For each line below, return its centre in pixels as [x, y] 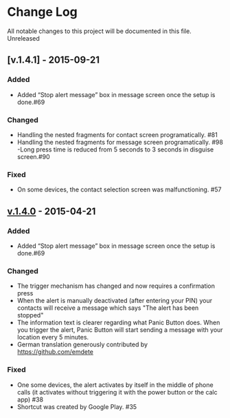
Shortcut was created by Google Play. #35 [77, 406]
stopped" [30, 315]
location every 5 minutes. [53, 337]
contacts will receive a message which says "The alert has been [108, 308]
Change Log [42, 12]
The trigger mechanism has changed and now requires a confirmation [116, 286]
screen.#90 [33, 156]
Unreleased [23, 38]
